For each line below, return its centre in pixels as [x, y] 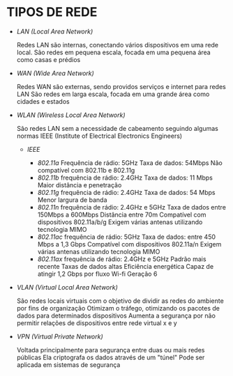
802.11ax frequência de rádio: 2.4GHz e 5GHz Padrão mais [122, 259]
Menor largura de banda [72, 200]
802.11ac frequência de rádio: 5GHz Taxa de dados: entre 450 [127, 237]
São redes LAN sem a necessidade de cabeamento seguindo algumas [118, 128]
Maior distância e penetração [80, 185]
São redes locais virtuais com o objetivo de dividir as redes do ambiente [120, 301]
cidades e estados [43, 101]
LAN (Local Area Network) [55, 31]
